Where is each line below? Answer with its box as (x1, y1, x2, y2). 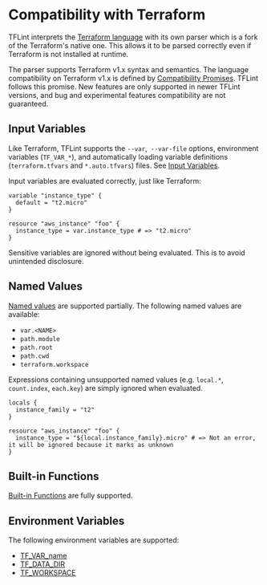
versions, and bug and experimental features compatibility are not (8, 90, 226, 100)
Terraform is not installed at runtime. (8, 49, 129, 59)
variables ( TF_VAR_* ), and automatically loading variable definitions (8, 152, 229, 161)
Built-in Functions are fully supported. (8, 491, 134, 501)
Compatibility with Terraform (8, 6, 206, 24)
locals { (8, 399, 38, 407)
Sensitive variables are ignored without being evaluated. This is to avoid (8, 247, 246, 258)
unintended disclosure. (8, 256, 84, 266)
